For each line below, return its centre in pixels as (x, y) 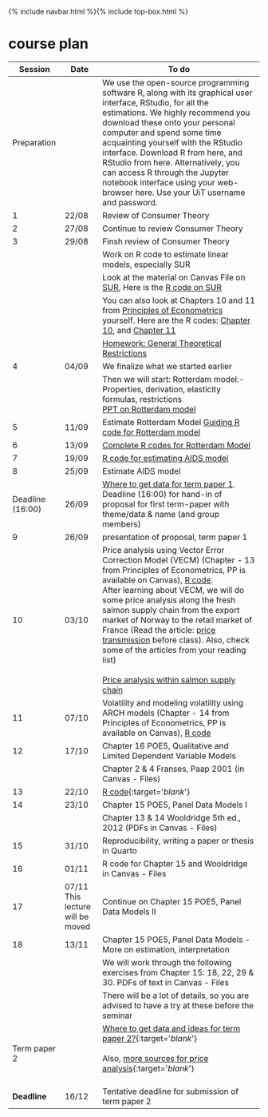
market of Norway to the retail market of (177, 620)
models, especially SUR (146, 264)
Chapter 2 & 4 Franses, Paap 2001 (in (173, 769)
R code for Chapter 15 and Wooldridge (175, 864)
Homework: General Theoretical (162, 343)
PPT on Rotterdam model (149, 409)
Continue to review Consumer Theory (173, 229)
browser (118, 193)
